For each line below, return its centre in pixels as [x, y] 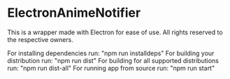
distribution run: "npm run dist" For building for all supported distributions [113, 60]
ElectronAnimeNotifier [74, 13]
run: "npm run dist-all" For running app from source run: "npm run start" [111, 68]
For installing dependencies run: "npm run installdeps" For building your [111, 53]
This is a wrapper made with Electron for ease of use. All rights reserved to [115, 32]
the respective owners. [40, 39]
